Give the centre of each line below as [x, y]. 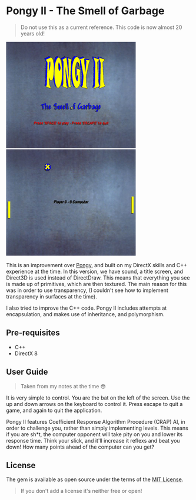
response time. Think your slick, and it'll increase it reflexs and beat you [93, 440]
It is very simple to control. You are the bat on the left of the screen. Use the [98, 398]
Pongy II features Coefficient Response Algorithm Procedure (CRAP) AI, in [96, 421]
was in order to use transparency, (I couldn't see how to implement [87, 290]
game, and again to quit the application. [54, 410]
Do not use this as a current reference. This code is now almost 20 [101, 27]
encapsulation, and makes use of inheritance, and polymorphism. [85, 314]
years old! [33, 33]
